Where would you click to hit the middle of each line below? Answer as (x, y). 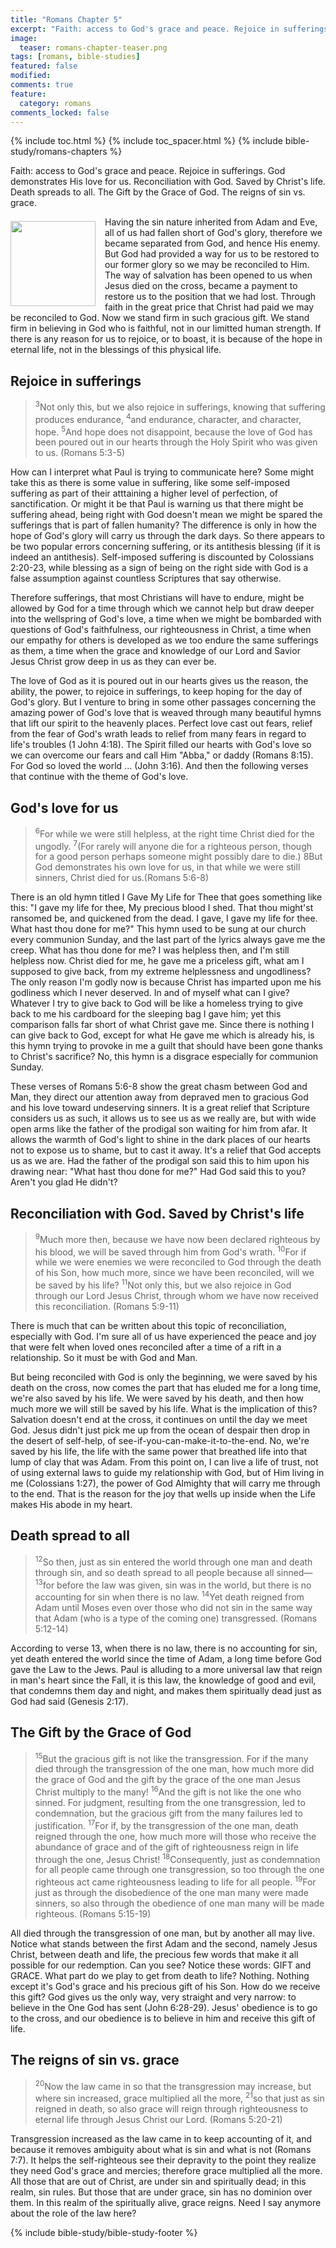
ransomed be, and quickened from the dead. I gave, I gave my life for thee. (164, 918)
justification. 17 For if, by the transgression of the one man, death (166, 1824)
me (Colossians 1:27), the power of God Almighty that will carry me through (165, 1483)
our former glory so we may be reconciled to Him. (207, 265)
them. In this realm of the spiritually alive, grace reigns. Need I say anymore (166, 2203)
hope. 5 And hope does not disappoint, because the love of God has (173, 431)
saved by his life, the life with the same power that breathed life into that (159, 1452)
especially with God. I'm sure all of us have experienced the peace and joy (163, 1337)
